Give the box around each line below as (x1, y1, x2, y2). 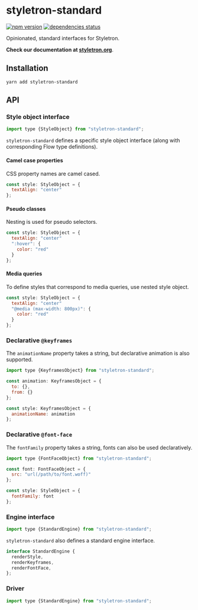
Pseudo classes (6, 205, 46, 212)
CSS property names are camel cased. (6, 170, 100, 177)
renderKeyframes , (11, 559, 54, 566)
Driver (6, 585, 25, 593)
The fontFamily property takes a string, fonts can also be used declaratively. (6, 444, 193, 451)
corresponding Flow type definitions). (6, 143, 98, 150)
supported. (6, 356, 33, 363)
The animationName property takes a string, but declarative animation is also (6, 350, 190, 357)
